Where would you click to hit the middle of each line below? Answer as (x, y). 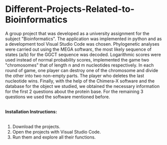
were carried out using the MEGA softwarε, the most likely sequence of (79, 49)
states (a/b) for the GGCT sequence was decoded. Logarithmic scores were (83, 54)
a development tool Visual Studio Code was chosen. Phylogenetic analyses (82, 44)
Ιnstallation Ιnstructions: (31, 111)
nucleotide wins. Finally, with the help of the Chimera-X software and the (80, 81)
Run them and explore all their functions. (54, 137)
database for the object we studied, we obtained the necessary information (83, 86)
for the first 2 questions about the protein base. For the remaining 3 (74, 91)
